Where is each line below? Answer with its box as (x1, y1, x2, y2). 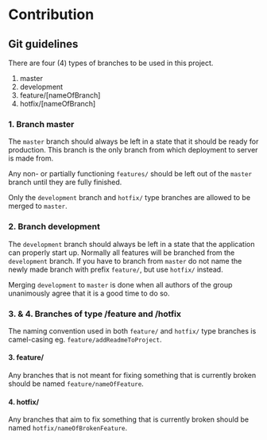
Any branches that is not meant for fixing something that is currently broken (8, 371, 257, 380)
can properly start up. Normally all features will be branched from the (8, 248, 235, 257)
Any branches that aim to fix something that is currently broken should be (8, 415, 249, 424)
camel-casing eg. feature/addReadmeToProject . (8, 334, 162, 344)
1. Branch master (8, 118, 75, 129)
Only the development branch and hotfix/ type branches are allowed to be (8, 193, 251, 203)
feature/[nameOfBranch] (19, 91, 101, 100)
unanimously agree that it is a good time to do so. (8, 288, 170, 298)
